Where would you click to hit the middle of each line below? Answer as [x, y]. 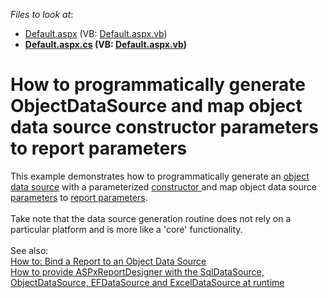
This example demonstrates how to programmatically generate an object [160, 176]
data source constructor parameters [164, 127]
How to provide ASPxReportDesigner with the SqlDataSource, [137, 271]
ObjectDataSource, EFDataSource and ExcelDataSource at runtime [147, 282]
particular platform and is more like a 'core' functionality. [126, 229]
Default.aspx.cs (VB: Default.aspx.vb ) [105, 44]
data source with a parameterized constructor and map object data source [163, 186]
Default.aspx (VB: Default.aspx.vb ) [96, 33]
